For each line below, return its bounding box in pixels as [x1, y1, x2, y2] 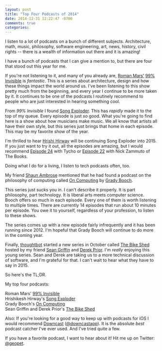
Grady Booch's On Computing [5, 301, 65, 307]
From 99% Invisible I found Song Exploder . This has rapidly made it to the [5, 108, 152, 114]
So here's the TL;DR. [5, 272, 47, 278]
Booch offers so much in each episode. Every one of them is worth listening [5, 197, 157, 203]
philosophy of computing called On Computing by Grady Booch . [5, 178, 133, 184]
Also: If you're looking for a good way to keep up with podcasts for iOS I [5, 316, 149, 321]
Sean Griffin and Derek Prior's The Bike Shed [5, 306, 96, 312]
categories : [5, 25, 29, 30]
